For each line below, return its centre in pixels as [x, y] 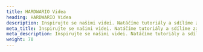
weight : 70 [20, 39]
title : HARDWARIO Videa [36, 12]
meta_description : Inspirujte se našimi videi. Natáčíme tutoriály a [96, 34]
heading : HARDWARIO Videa [39, 17]
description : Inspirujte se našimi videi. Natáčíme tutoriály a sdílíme [100, 23]
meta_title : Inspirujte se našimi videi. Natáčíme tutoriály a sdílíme [98, 28]
